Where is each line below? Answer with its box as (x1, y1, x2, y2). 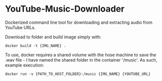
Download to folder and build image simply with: (5, 34, 102, 40)
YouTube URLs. (5, 24, 36, 30)
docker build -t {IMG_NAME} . (5, 43, 66, 48)
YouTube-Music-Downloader (5, 3, 125, 15)
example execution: (5, 62, 44, 68)
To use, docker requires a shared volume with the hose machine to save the (5, 52, 157, 58)
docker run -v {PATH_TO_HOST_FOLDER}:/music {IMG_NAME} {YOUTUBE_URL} (5, 71, 151, 76)
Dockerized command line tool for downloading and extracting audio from (5, 19, 153, 25)
